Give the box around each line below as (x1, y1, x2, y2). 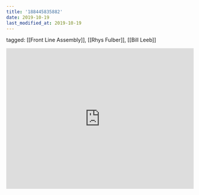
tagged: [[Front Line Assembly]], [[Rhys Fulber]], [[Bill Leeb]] (6, 37, 156, 44)
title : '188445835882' (6, 8, 63, 15)
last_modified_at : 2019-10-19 (6, 20, 82, 26)
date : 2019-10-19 (6, 14, 50, 20)
